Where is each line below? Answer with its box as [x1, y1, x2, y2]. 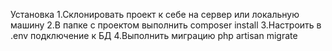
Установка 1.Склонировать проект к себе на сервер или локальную [10, 9, 300, 20]
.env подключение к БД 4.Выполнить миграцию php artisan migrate [10, 30, 298, 41]
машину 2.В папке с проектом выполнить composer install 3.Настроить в [10, 19, 322, 31]
